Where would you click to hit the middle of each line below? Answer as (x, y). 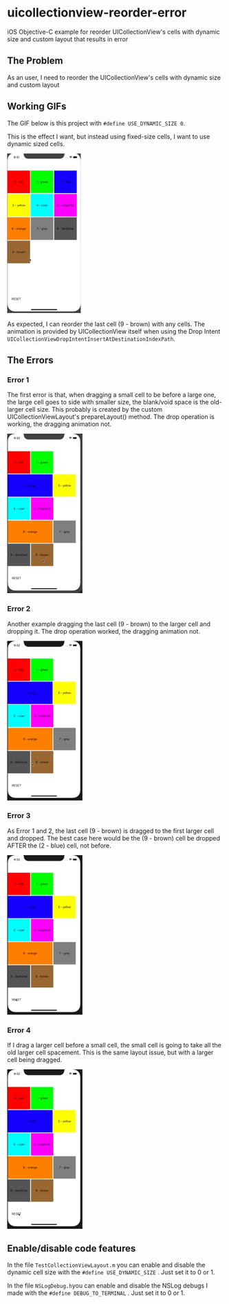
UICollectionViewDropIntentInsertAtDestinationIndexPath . (91, 339)
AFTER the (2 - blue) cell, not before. (59, 845)
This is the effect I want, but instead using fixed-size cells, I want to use (109, 137)
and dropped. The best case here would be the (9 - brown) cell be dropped (114, 838)
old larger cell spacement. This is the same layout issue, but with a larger (110, 1052)
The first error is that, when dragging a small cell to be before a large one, (112, 395)
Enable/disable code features (72, 1248)
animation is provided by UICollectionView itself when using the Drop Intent (114, 331)
